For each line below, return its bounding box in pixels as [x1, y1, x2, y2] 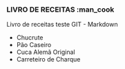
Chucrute [16, 33, 44, 42]
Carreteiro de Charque [16, 55, 81, 64]
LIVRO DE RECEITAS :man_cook [6, 5, 115, 14]
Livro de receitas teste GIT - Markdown [6, 20, 118, 29]
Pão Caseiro [16, 41, 52, 49]
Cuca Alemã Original [16, 48, 75, 56]
